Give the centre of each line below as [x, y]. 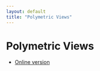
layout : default [26, 11]
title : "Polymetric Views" [39, 17]
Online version [32, 62]
